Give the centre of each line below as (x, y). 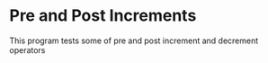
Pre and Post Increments (103, 16)
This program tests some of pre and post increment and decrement (134, 40)
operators (27, 49)
